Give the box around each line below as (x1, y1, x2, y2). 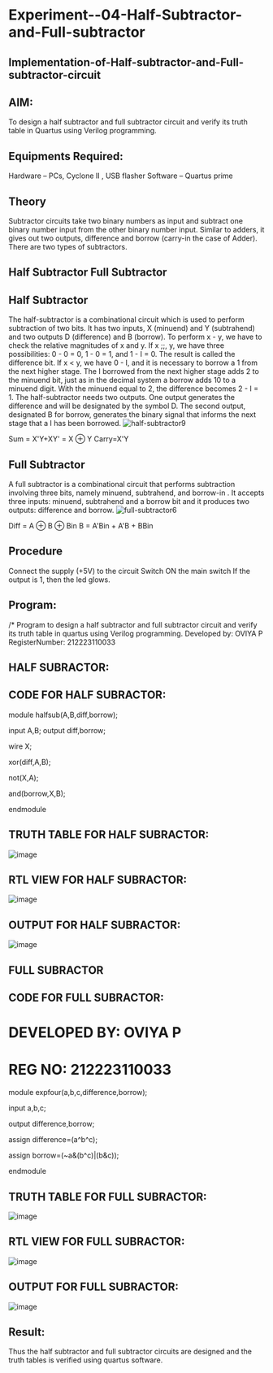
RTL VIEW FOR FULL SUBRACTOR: (8, 1235, 185, 1249)
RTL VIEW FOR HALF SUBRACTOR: (8, 873, 188, 887)
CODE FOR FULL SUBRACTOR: (8, 991, 164, 1005)
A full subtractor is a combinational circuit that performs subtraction (8, 480, 236, 489)
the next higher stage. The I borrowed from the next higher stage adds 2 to (8, 367, 260, 376)
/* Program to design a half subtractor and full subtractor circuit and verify (8, 619, 258, 629)
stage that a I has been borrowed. (8, 419, 122, 428)
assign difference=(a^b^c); (8, 1135, 98, 1145)
